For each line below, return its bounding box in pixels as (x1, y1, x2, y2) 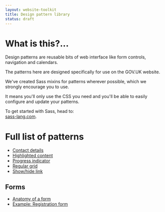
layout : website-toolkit (5, 7, 57, 12)
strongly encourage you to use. (5, 84, 70, 90)
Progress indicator (12, 158, 51, 164)
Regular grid (12, 163, 38, 169)
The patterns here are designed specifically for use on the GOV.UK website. (5, 69, 161, 75)
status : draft (5, 16, 35, 21)
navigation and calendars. (5, 59, 58, 65)
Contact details (12, 147, 44, 154)
